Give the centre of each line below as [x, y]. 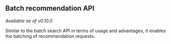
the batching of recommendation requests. [50, 36]
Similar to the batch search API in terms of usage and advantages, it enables [86, 31]
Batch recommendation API [50, 8]
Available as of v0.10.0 [29, 20]
